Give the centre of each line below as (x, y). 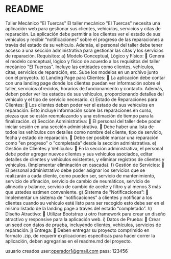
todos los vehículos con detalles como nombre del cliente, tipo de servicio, (84, 132)
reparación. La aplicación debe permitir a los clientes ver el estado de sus (83, 34)
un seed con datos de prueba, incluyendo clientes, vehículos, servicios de (83, 225)
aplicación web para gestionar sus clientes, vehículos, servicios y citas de (83, 28)
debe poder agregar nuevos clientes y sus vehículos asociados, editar (79, 154)
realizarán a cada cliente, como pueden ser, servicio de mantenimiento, (80, 175)
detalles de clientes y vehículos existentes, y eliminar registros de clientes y (85, 159)
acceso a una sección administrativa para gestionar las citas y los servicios (84, 50)
